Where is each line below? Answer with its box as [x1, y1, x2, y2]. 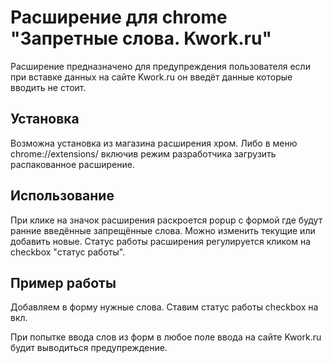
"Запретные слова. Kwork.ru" [10, 27, 272, 50]
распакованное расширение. [10, 158, 135, 170]
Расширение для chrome [10, 6, 228, 29]
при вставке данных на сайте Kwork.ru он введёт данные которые [10, 71, 293, 83]
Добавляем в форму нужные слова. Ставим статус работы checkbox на [10, 301, 319, 313]
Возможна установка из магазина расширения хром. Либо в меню [10, 137, 298, 149]
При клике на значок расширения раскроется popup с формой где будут [10, 214, 323, 226]
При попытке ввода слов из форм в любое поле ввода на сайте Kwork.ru [10, 331, 322, 343]
